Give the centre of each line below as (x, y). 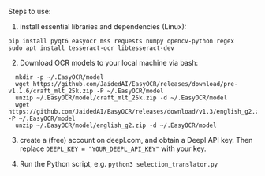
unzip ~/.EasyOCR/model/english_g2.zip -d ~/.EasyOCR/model (116, 125)
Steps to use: (30, 11)
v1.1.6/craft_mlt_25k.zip (50, 91)
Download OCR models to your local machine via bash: (109, 63)
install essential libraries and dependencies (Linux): (103, 26)
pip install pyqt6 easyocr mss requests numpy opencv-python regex (121, 41)
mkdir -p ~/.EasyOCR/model (60, 77)
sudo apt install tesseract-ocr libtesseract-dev (91, 48)
